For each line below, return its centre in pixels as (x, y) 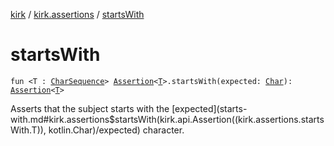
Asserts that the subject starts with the (90, 108)
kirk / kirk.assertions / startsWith (77, 14)
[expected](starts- (209, 108)
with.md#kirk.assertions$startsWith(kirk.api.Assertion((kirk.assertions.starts (167, 119)
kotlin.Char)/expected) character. (116, 130)
